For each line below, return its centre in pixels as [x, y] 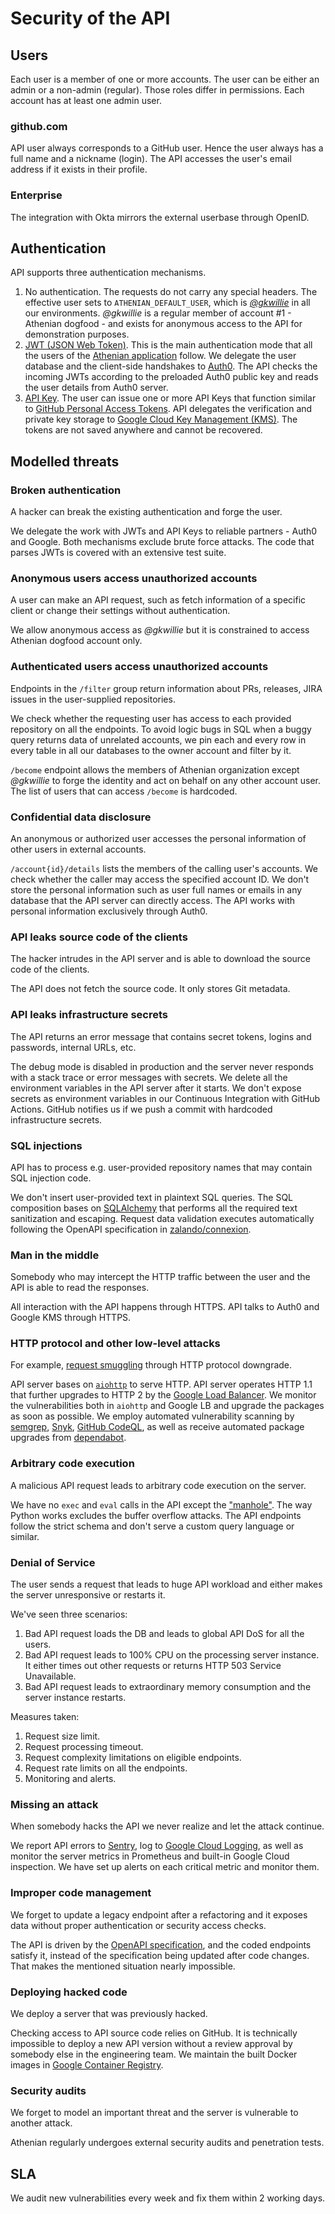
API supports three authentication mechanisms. [108, 273]
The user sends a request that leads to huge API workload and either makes [166, 1584]
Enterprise [36, 195]
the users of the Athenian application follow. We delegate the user [160, 356]
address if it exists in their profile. [79, 169]
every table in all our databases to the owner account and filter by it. [151, 750]
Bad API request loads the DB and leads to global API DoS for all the [164, 1634]
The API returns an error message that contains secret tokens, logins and [161, 1036]
